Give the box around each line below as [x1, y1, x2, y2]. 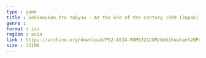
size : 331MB [6, 43, 40, 49]
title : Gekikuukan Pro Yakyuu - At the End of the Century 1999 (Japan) [6, 14, 199, 21]
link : [6, 37, 23, 43]
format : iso [6, 25, 40, 32]
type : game [6, 8, 37, 15]
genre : [6, 20, 26, 26]
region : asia [6, 31, 43, 37]
